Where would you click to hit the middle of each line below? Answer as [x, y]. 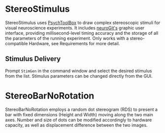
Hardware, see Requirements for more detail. [74, 43]
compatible [16, 43]
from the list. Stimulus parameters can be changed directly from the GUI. [79, 76]
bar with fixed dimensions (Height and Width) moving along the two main [79, 114]
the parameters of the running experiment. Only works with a [67, 38]
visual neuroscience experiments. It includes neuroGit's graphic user [75, 27]
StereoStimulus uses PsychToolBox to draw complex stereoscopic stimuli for [83, 23]
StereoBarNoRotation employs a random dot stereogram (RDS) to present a [81, 109]
